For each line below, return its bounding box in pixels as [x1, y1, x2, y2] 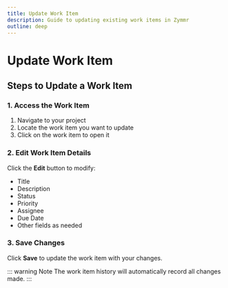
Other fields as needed [17, 221, 83, 229]
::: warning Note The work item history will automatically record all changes [7, 267, 221, 276]
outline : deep [7, 23, 48, 30]
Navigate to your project [17, 116, 86, 125]
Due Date [17, 214, 44, 222]
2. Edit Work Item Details [7, 148, 92, 158]
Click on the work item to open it [17, 131, 110, 139]
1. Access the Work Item [7, 101, 90, 110]
